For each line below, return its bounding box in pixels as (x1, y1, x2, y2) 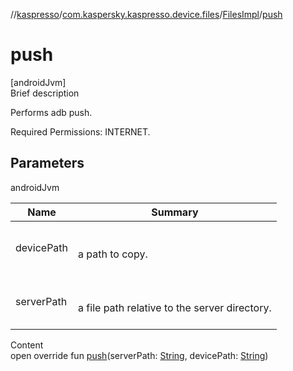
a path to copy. (78, 247, 148, 261)
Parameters (10, 155, 85, 172)
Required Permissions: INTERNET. (10, 125, 151, 138)
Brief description (10, 87, 80, 99)
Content (10, 339, 44, 351)
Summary (151, 205, 199, 219)
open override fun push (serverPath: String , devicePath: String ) (10, 349, 269, 361)
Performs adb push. (10, 106, 93, 118)
